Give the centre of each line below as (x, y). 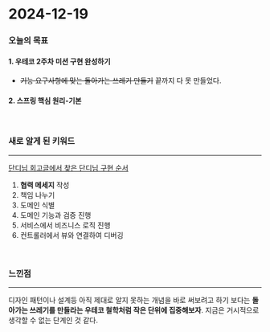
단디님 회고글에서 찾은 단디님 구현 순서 (68, 168)
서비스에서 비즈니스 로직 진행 (65, 225)
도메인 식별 (37, 205)
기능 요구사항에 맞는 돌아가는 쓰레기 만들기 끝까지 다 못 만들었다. (121, 80)
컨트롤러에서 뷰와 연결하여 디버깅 (72, 235)
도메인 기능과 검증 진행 (55, 215)
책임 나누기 (37, 195)
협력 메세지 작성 (45, 185)
